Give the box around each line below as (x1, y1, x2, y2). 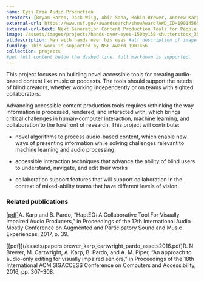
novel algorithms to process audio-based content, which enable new (15, 133, 187, 140)
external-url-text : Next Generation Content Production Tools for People (6, 25, 197, 32)
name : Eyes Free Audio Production (6, 8, 94, 15)
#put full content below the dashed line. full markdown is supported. (6, 54, 191, 60)
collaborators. (6, 90, 41, 97)
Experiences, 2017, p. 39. (6, 230, 69, 237)
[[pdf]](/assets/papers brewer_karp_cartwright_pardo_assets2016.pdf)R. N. (6, 242, 195, 249)
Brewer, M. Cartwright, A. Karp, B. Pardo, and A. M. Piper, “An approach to (6, 248, 192, 256)
